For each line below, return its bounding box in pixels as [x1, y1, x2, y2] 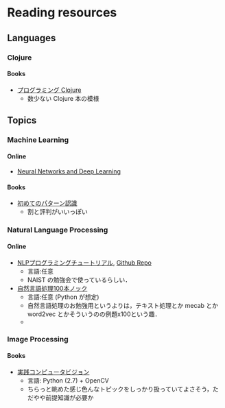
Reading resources [7, 5, 117, 21]
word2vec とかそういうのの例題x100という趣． [27, 310, 161, 318]
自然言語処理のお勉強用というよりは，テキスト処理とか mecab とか [27, 301, 218, 309]
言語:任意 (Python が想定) [27, 293, 99, 301]
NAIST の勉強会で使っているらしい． [27, 276, 132, 284]
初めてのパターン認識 [16, 199, 78, 207]
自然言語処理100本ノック [16, 284, 88, 292]
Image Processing [7, 335, 69, 344]
